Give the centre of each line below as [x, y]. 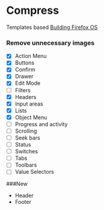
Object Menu [31, 117]
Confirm [25, 69]
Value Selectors [34, 172]
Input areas [29, 104]
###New [17, 184]
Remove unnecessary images [50, 43]
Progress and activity [41, 124]
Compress [32, 11]
